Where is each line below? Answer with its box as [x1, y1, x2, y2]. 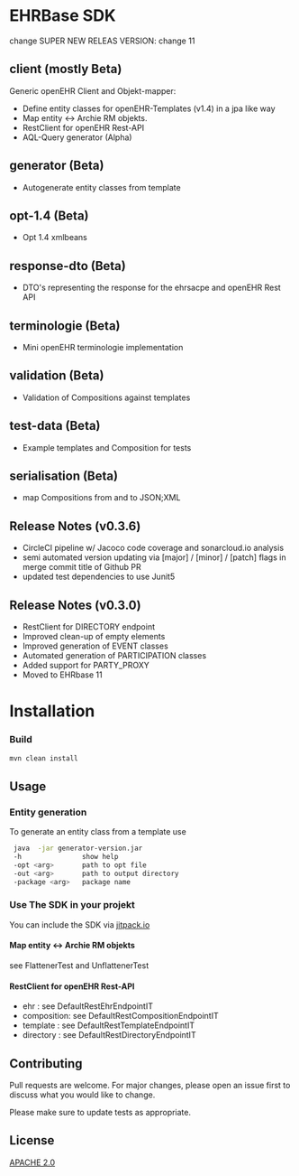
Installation [9, 701, 95, 722]
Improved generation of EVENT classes [22, 640, 168, 651]
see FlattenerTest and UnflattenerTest [9, 959, 149, 971]
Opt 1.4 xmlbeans [22, 232, 87, 243]
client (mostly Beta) [9, 61, 122, 77]
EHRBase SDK [9, 5, 116, 26]
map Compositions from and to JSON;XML [22, 492, 181, 503]
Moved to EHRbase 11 [22, 669, 103, 680]
